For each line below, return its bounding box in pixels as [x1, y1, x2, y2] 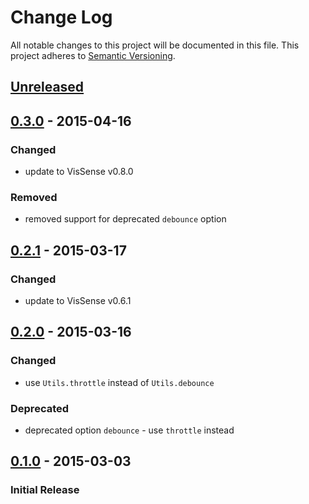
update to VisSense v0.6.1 [24, 295, 132, 306]
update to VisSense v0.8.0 [24, 166, 134, 178]
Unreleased [10, 79, 85, 96]
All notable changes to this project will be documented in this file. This [10, 39, 300, 51]
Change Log [10, 6, 113, 29]
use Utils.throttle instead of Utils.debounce [24, 376, 215, 388]
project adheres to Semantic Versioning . [10, 49, 176, 61]
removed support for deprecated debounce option [24, 213, 227, 225]
